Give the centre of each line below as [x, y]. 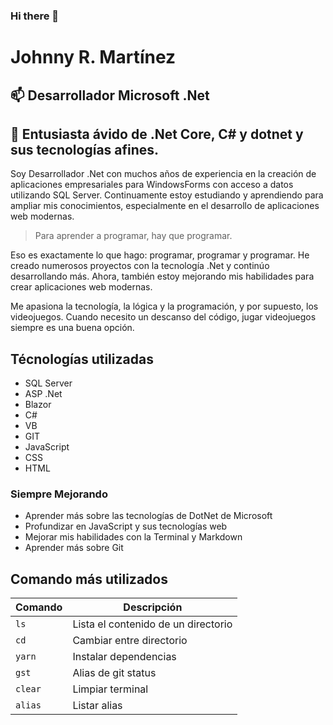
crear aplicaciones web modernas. [81, 287]
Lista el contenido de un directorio [152, 624]
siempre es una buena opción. [72, 328]
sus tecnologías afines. [85, 149]
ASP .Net [43, 394]
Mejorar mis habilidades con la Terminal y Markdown [133, 537]
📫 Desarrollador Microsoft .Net [110, 95]
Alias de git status [114, 673]
